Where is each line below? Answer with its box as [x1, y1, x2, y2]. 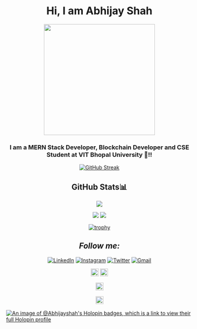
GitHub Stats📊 [71, 182, 128, 192]
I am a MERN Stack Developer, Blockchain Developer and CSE [9, 143, 189, 151]
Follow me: [79, 241, 120, 251]
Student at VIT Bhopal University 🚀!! [46, 150, 153, 159]
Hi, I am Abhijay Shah [46, 4, 153, 18]
